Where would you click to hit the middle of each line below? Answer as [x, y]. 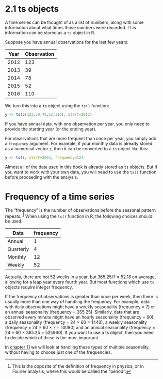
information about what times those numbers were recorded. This [71, 27]
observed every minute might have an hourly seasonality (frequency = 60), [80, 317]
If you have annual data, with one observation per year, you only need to [77, 124]
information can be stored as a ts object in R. [50, 32]
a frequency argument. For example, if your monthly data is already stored [79, 143]
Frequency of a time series [60, 197]
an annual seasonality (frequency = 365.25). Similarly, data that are [72, 312]
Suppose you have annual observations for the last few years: [67, 42]
